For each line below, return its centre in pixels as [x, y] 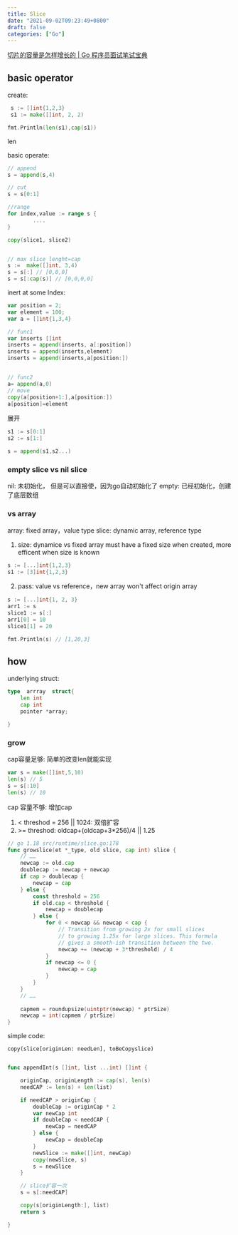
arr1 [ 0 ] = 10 [27, 620]
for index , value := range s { [52, 214]
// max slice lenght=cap [44, 259]
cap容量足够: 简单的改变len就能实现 [60, 759]
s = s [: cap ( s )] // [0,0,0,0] [50, 279]
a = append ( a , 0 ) [30, 384]
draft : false [27, 27]
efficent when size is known [59, 552]
